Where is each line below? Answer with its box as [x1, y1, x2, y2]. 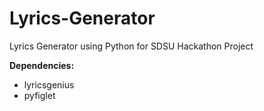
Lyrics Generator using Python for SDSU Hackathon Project [9, 40, 254, 52]
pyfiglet [23, 89, 56, 101]
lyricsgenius [23, 78, 75, 91]
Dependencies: [9, 59, 75, 71]
